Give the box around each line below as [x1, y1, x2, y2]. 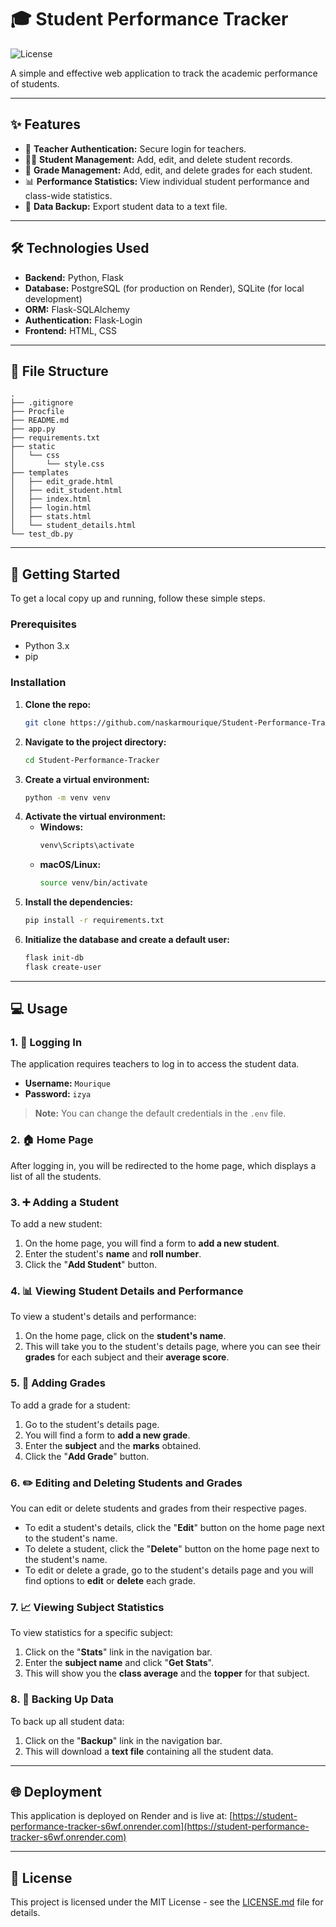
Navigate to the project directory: [24, 736, 167, 748]
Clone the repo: [24, 698, 92, 710]
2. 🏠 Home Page [10, 1133, 94, 1147]
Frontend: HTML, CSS [24, 324, 118, 336]
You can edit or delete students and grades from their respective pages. [10, 1502, 307, 1514]
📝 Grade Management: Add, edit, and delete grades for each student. [24, 164, 313, 176]
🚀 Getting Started [10, 566, 121, 583]
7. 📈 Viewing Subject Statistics [10, 1600, 165, 1614]
